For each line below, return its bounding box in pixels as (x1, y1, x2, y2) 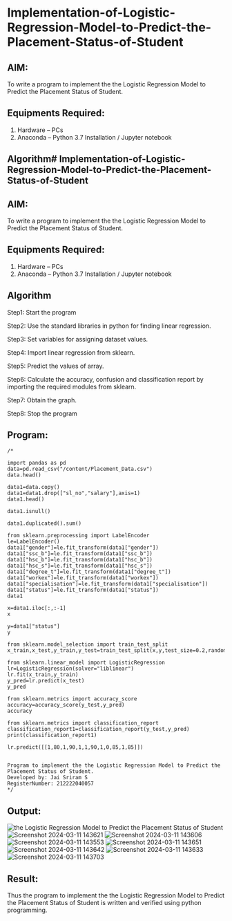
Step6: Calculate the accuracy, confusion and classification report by (7, 375, 204, 383)
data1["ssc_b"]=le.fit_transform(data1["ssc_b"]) (7, 550, 153, 557)
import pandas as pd (7, 460, 67, 467)
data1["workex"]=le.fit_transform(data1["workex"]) (7, 575, 159, 582)
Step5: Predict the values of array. (7, 362, 104, 370)
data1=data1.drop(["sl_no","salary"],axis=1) (7, 490, 140, 497)
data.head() (7, 472, 41, 478)
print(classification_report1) (7, 732, 97, 739)
